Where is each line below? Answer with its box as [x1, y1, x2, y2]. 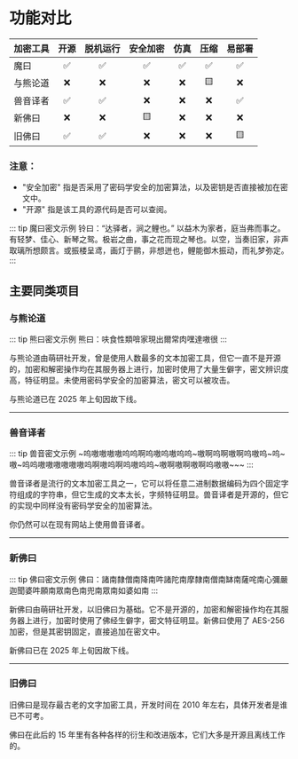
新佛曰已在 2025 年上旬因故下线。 [9, 644, 135, 655]
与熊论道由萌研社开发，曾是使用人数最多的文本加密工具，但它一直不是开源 [9, 352, 281, 363]
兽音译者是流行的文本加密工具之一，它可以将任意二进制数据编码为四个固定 [9, 478, 281, 489]
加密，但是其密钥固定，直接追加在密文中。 [9, 626, 165, 636]
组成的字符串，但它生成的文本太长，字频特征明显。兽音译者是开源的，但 [16, 489, 281, 500]
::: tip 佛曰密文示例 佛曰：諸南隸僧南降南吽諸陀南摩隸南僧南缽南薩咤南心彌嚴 [9, 573, 288, 584]
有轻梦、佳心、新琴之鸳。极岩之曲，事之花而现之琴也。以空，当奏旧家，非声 [9, 234, 289, 245]
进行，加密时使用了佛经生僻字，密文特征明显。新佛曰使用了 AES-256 [32, 614, 286, 626]
